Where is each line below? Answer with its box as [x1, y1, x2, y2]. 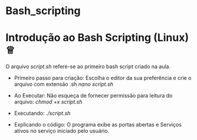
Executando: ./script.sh [14, 110, 71, 117]
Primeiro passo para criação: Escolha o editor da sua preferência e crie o [14, 75, 192, 82]
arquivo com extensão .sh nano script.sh [14, 81, 113, 88]
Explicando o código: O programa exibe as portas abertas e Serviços [14, 121, 182, 128]
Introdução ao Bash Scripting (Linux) [5, 31, 189, 45]
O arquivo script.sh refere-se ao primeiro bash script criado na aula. [5, 63, 171, 70]
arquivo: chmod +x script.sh [14, 98, 83, 105]
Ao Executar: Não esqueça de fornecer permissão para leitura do [14, 92, 173, 99]
